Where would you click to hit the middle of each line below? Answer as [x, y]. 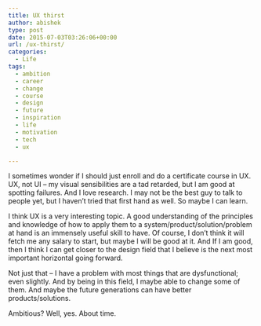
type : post [26, 30]
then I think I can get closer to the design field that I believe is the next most [130, 250]
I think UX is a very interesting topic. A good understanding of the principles [130, 216]
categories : [27, 52]
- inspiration [38, 118]
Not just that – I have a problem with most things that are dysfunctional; [123, 273]
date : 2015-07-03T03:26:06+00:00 [63, 37]
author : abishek [34, 23]
